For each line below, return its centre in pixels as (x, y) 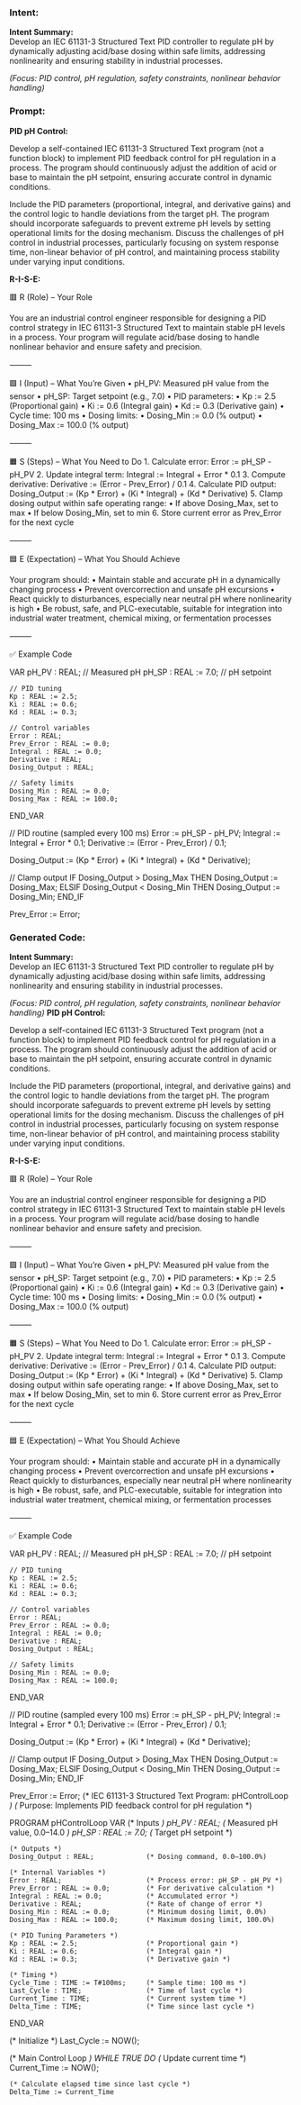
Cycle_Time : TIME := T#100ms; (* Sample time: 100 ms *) (128, 1983)
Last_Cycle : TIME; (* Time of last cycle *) (126, 1991)
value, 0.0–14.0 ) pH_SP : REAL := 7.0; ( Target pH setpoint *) (121, 1832)
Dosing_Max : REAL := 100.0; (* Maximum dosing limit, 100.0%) (142, 1919)
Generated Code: (48, 937)
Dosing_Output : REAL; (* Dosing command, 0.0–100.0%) (138, 1856)
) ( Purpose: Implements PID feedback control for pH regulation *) (131, 1805)
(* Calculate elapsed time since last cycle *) (100, 2084)
